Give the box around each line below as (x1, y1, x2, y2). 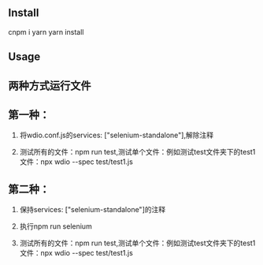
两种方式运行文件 (8, 79, 91, 92)
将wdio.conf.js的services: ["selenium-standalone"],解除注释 (19, 130, 214, 140)
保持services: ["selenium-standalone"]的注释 (19, 205, 166, 215)
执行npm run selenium (19, 222, 92, 231)
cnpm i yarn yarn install (8, 27, 84, 36)
